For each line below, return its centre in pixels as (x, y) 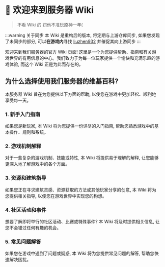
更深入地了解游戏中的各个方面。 (37, 164)
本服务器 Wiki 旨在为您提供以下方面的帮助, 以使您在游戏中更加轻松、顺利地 (81, 94)
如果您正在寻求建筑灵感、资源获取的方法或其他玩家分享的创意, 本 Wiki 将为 (81, 190)
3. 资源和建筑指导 (26, 178)
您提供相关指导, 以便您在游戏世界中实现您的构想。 (56, 196)
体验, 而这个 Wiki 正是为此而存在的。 (46, 64)
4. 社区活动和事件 (26, 210)
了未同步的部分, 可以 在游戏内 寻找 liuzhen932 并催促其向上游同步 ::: (73, 41)
